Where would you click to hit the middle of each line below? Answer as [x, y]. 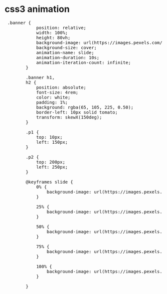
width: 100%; [52, 33]
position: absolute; [61, 87]
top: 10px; [49, 137]
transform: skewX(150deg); [69, 117]
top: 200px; [51, 162]
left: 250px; [52, 167]
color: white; [53, 97]
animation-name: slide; [65, 52]
